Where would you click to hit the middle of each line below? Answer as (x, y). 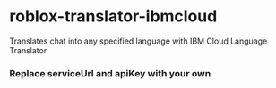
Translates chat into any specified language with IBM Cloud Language (138, 41)
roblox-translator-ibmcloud (113, 16)
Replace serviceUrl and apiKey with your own (110, 73)
